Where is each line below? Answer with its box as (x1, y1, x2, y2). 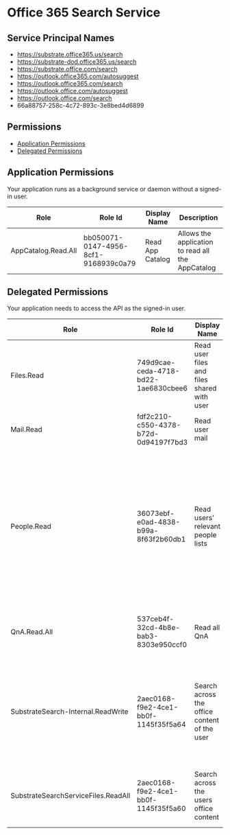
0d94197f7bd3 (136, 438, 188, 447)
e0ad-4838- (136, 517, 181, 527)
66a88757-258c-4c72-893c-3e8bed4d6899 (16, 102, 144, 109)
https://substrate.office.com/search (16, 65, 118, 73)
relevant (194, 521, 221, 531)
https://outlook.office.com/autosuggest (16, 87, 128, 95)
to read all (177, 246, 210, 255)
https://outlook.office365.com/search (16, 80, 123, 87)
